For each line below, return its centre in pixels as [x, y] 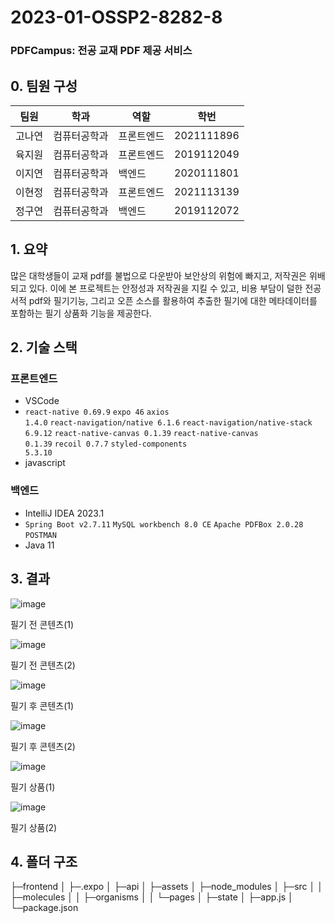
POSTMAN [40, 535]
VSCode [42, 401]
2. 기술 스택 [44, 347]
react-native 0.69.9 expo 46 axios [97, 412]
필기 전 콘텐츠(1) [42, 624]
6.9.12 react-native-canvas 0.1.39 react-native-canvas [141, 434]
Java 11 [39, 545]
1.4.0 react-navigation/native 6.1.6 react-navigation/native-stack [168, 423]
